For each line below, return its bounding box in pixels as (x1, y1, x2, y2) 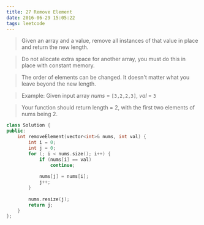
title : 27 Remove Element (6, 9, 72, 15)
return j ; (28, 202, 53, 208)
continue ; (50, 162, 75, 168)
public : (6, 128, 26, 135)
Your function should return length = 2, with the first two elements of (21, 104, 195, 111)
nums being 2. (21, 111, 58, 118)
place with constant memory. (21, 62, 95, 69)
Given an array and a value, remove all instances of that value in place (21, 37, 198, 45)
